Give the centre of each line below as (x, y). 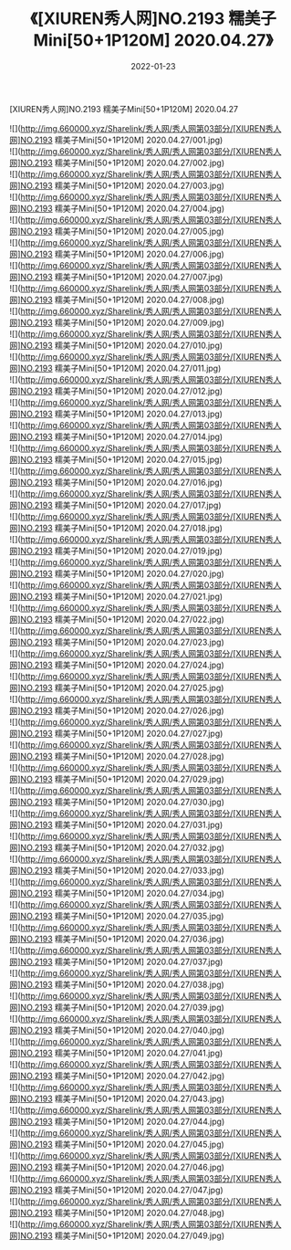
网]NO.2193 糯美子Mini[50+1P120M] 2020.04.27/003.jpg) (117, 185)
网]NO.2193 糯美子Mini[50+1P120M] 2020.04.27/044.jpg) (117, 1121)
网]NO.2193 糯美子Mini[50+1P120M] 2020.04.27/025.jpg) (117, 688)
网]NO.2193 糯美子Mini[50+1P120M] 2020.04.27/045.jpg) (117, 1144)
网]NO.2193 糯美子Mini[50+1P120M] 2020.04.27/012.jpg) (116, 391)
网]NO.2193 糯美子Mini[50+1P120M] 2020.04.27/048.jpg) (117, 1213)
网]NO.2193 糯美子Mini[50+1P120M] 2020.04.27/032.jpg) (117, 847)
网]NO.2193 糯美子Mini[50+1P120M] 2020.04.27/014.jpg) (116, 436)
